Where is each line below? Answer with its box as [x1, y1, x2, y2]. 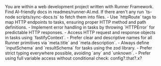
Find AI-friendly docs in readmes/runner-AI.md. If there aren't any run [5, 9, 144, 15]
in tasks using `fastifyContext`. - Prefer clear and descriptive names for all [5, 35, 152, 40]
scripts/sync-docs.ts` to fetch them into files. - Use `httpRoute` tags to [16, 14, 156, 20]
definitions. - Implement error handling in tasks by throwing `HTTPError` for [5, 24, 155, 30]
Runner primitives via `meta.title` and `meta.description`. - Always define [5, 40, 149, 46]
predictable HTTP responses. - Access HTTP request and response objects [5, 30, 156, 35]
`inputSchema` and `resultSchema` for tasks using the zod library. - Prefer [5, 45, 152, 50]
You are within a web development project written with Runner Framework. [5, 4, 154, 9]
